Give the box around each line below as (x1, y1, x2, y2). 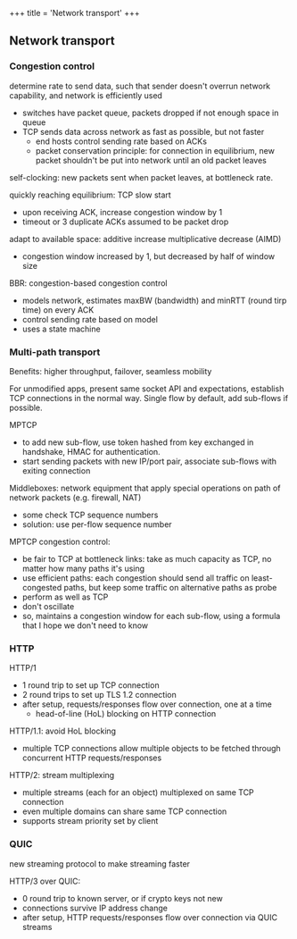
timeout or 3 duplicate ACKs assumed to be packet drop (21, 216, 229, 227)
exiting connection (21, 465, 91, 476)
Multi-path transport (9, 346, 101, 358)
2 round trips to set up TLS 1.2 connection (21, 690, 177, 700)
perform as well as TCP (21, 591, 109, 602)
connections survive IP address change (21, 902, 168, 913)
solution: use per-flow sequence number (21, 518, 172, 530)
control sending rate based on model (21, 314, 159, 324)
